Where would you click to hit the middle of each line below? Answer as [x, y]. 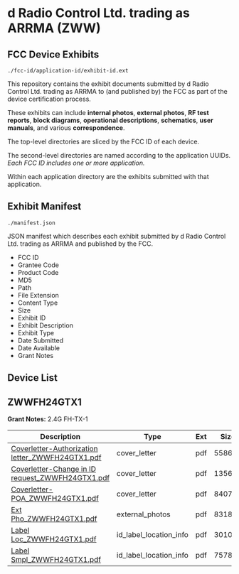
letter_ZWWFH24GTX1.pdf [56, 457]
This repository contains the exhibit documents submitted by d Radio [108, 84]
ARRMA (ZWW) [54, 28]
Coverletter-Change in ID [53, 469]
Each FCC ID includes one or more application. [76, 163]
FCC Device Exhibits [53, 54]
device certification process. [49, 99]
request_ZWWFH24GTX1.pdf [60, 478]
